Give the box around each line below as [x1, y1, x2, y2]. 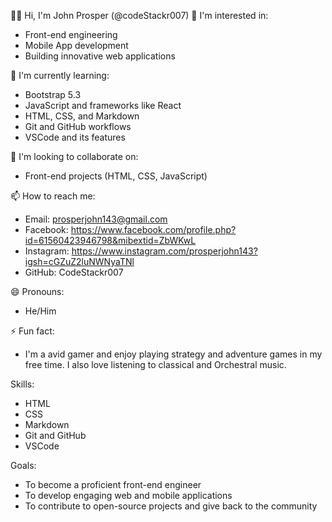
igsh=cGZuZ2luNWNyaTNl [24, 256, 135, 267]
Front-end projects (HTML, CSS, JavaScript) [24, 170, 208, 182]
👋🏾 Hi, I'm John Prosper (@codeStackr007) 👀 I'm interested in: [10, 10, 269, 21]
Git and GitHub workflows [24, 121, 132, 132]
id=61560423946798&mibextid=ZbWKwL [24, 235, 197, 246]
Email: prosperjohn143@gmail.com [24, 213, 168, 225]
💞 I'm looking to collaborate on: [10, 151, 139, 162]
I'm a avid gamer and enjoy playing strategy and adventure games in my [24, 348, 323, 360]
